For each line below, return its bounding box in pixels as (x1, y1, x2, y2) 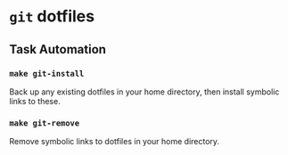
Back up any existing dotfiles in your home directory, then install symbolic (9, 86, 280, 97)
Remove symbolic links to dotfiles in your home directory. (9, 136, 220, 147)
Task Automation (9, 42, 107, 57)
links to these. (9, 95, 61, 106)
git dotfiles (9, 6, 95, 27)
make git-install (9, 69, 85, 78)
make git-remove (9, 118, 80, 128)
